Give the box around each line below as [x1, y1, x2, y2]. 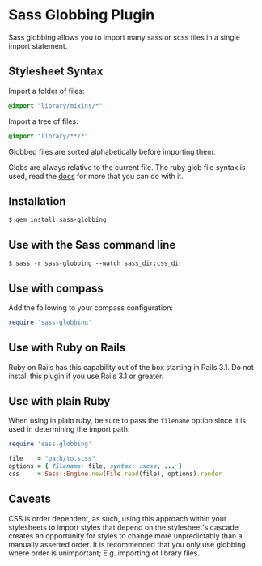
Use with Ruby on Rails [8, 341, 126, 355]
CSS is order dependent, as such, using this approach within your [8, 513, 227, 523]
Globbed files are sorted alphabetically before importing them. [8, 147, 216, 156]
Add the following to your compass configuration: [8, 302, 174, 313]
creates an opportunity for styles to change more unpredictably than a [8, 530, 243, 540]
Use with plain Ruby [8, 394, 111, 408]
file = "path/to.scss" [8, 455, 95, 463]
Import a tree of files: [8, 116, 78, 126]
